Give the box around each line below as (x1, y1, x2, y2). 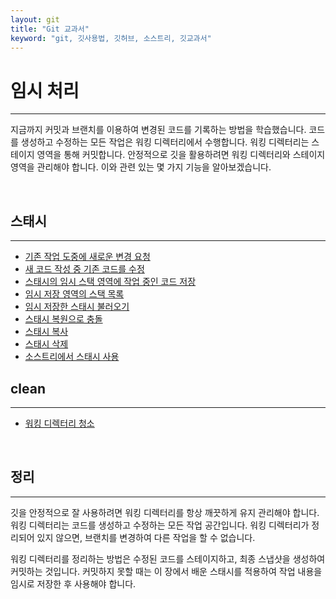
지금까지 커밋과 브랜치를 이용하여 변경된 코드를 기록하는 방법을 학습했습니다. (10, 124, 307, 136)
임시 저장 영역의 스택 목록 (24, 288, 125, 300)
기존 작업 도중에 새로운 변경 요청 (24, 251, 151, 263)
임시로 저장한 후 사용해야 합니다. (10, 577, 137, 590)
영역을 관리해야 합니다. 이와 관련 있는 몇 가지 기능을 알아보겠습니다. (10, 161, 272, 173)
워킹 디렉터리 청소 (24, 417, 95, 429)
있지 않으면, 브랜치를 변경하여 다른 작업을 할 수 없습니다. (36, 531, 256, 543)
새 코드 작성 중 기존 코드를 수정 (24, 263, 145, 275)
